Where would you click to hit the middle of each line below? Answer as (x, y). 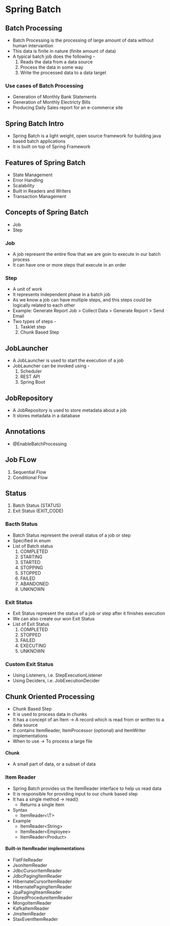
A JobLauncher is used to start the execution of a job (68, 360)
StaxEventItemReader (35, 919)
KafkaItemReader (31, 908)
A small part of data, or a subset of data (54, 764)
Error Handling (28, 180)
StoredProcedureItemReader (42, 898)
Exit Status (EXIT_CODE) (38, 511)
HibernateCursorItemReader (42, 881)
